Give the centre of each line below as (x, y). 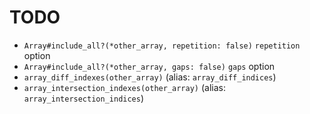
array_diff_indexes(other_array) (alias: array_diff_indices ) (150, 77)
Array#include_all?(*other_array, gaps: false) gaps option (149, 66)
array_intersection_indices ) (84, 98)
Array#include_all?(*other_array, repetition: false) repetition (162, 46)
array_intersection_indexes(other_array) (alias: (124, 87)
